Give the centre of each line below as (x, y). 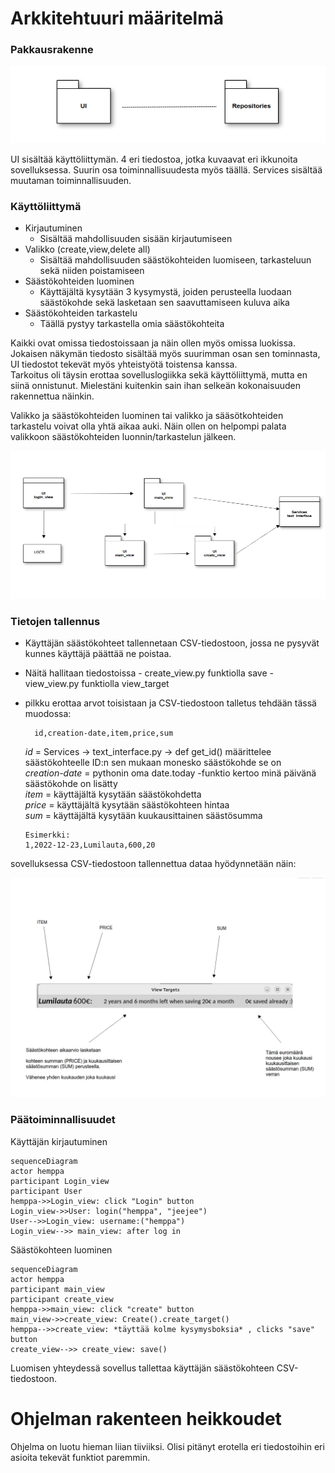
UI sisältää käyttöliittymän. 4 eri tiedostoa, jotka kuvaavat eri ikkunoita (154, 159)
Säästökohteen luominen (61, 1249)
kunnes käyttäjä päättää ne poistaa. (98, 653)
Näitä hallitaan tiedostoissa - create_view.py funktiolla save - (149, 673)
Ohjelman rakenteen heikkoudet (146, 1418)
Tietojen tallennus (55, 621)
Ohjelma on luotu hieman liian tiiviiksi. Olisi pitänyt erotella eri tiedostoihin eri (167, 1446)
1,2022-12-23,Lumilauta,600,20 (90, 845)
